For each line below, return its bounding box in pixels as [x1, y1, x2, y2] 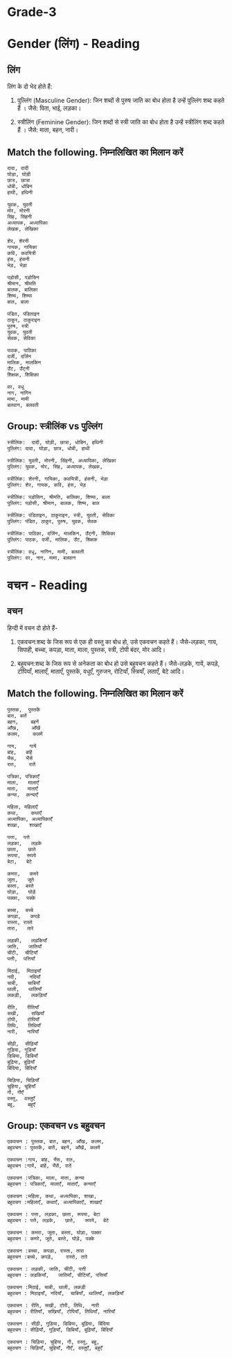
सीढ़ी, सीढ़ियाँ [7, 1040, 38, 1047]
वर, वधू [7, 383, 24, 390]
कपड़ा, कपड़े [7, 912, 40, 920]
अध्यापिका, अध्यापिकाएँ [7, 815, 53, 823]
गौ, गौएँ [7, 1089, 24, 1096]
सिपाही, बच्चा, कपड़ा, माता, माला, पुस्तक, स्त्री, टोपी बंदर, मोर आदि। [17, 645, 166, 653]
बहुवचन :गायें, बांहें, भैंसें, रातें [7, 1162, 71, 1170]
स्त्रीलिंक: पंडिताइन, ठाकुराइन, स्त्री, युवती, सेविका [7, 512, 115, 519]
